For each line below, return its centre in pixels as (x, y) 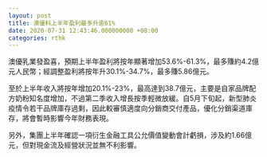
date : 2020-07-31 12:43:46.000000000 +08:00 (83, 30)
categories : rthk (37, 38)
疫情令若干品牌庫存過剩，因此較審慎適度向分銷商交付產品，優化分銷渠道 (127, 108)
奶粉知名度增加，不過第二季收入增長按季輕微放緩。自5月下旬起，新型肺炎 (136, 98)
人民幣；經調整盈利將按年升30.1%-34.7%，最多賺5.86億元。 (114, 72)
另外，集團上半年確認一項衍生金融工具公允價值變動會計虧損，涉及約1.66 (127, 135)
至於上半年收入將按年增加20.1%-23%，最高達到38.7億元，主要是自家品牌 (129, 88)
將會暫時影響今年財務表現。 (67, 118)
